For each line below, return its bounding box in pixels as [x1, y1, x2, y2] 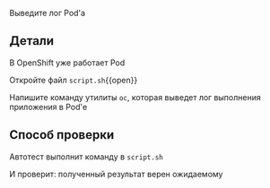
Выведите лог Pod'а [9, 8, 86, 18]
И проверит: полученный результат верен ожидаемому [9, 168, 223, 179]
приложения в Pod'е [9, 101, 88, 112]
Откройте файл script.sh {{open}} [9, 74, 138, 85]
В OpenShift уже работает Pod [9, 57, 126, 68]
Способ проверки [9, 127, 115, 142]
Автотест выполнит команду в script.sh [9, 151, 163, 162]
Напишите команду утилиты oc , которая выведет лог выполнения [9, 91, 262, 102]
